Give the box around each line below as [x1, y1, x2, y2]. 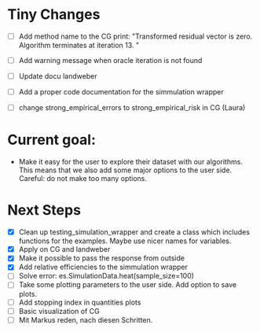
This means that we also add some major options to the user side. [18, 165, 233, 175]
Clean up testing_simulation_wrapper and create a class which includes [18, 227, 251, 237]
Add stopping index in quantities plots [18, 297, 141, 307]
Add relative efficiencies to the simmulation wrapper [18, 262, 189, 272]
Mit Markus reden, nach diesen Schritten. [18, 315, 153, 324]
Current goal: [7, 131, 96, 149]
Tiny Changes [7, 6, 101, 24]
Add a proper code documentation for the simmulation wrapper [18, 87, 225, 97]
